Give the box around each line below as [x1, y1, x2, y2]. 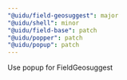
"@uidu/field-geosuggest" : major [7, 11, 119, 20]
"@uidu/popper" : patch [7, 33, 83, 42]
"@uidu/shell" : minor [7, 19, 80, 27]
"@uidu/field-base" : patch [7, 26, 97, 34]
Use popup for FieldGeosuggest [7, 63, 113, 72]
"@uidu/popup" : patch [7, 41, 80, 49]
